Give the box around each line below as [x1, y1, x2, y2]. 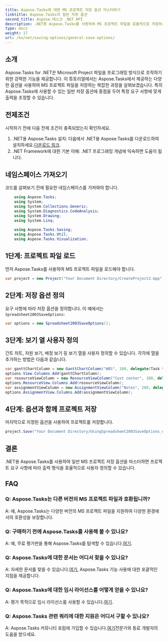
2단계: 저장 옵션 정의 [5, 291, 65, 300]
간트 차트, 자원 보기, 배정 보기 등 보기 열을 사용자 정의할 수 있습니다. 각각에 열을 [5, 350, 159, 356]
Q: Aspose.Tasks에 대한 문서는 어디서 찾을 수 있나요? [5, 554, 128, 561]
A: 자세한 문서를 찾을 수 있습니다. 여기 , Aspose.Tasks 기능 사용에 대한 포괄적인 [5, 566, 158, 572]
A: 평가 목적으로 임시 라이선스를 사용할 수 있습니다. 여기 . [5, 599, 113, 605]
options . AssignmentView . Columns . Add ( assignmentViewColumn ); [5, 390, 133, 395]
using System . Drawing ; [14, 213, 61, 218]
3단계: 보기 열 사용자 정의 [5, 336, 78, 344]
